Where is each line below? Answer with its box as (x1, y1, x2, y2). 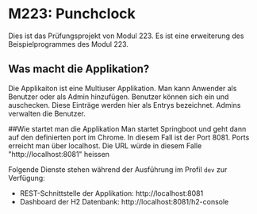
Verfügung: (8, 173, 45, 182)
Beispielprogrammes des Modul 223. (8, 39, 129, 48)
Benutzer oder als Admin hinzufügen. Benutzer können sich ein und (8, 92, 229, 101)
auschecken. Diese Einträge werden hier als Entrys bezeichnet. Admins (8, 100, 241, 109)
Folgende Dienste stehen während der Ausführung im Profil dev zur (8, 164, 228, 174)
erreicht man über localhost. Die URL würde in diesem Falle (8, 140, 202, 151)
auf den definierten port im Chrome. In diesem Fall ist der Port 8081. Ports (8, 132, 250, 142)
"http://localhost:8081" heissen (8, 149, 109, 159)
